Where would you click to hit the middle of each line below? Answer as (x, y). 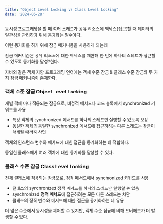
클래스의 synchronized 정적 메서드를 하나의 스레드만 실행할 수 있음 (76, 188)
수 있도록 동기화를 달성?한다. (32, 61)
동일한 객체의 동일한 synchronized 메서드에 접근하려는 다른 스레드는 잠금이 (83, 126)
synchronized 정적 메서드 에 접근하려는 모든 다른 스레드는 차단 (71, 194)
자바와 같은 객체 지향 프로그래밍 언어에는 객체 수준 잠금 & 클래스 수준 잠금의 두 (79, 72)
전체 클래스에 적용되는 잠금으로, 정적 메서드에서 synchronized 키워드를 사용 (77, 178)
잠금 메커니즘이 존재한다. (34, 78)
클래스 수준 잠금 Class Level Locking (47, 166)
